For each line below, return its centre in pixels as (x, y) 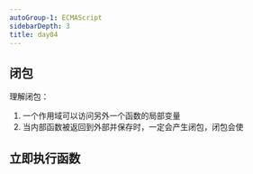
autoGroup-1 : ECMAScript (56, 18)
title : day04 (34, 34)
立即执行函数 (45, 158)
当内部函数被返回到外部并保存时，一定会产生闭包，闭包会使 (133, 127)
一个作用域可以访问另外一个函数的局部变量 (101, 116)
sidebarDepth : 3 (40, 26)
